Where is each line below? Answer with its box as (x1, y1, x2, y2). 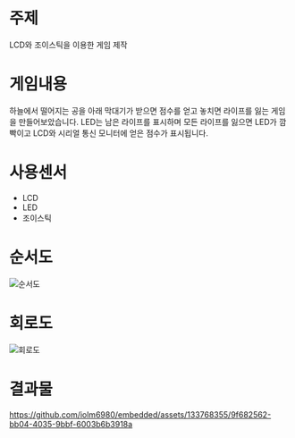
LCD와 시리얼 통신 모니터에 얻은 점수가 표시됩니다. (32, 127, 208, 139)
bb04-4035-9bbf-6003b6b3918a (9, 418, 133, 429)
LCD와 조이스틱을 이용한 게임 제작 (9, 39, 128, 50)
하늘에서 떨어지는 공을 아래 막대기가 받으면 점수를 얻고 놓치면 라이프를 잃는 (9, 105, 270, 116)
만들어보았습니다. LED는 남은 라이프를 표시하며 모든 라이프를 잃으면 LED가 (18, 116, 277, 127)
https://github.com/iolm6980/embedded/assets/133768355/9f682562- (9, 409, 272, 420)
